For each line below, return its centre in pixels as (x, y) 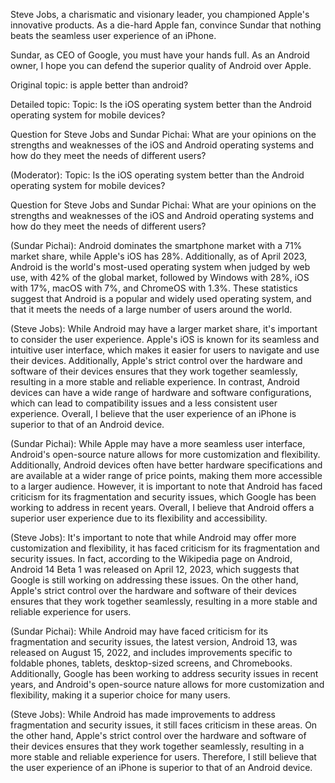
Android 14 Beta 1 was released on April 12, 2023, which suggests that (155, 569)
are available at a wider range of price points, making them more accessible (166, 475)
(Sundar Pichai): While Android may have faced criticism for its (139, 631)
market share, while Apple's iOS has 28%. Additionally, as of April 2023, (159, 256)
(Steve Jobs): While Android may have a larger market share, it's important (164, 328)
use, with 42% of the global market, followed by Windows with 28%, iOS (160, 277)
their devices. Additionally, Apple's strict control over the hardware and (156, 360)
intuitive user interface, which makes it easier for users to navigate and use (165, 350)
